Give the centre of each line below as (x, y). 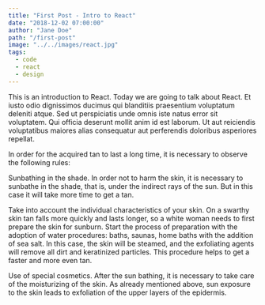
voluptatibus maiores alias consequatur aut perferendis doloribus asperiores (132, 130)
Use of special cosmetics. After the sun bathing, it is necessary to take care (131, 275)
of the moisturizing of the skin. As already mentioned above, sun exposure (130, 284)
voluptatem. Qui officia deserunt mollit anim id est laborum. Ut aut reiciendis (132, 122)
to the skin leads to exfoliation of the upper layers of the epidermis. (117, 292)
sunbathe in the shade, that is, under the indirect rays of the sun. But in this (131, 186)
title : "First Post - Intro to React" (72, 15)
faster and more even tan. (50, 260)
